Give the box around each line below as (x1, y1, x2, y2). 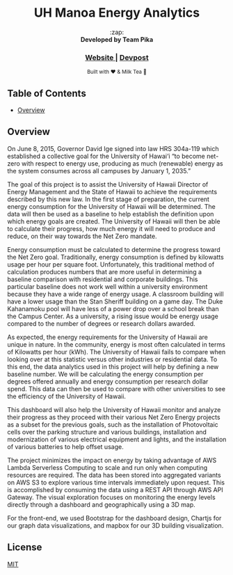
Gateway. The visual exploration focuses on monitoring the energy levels (7, 493, 216, 501)
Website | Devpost (85, 52, 149, 62)
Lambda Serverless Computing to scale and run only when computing (7, 463, 208, 471)
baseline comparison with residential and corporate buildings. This (7, 275, 198, 283)
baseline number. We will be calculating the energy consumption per (7, 370, 204, 378)
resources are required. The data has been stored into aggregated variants (7, 471, 221, 479)
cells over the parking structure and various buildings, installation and (7, 427, 207, 436)
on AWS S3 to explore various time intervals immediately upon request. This (7, 478, 225, 487)
